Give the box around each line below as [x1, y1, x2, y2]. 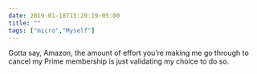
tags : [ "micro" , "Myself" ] [8, 26, 95, 34]
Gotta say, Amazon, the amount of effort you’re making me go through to [8, 49, 249, 58]
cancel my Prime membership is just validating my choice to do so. [8, 56, 230, 66]
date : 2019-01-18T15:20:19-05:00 [8, 11, 120, 20]
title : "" [8, 19, 42, 27]
